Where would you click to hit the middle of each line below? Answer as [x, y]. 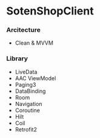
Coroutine [28, 110]
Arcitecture [23, 30]
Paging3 [25, 84]
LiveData [26, 72]
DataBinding [30, 91]
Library [17, 58]
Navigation [28, 104]
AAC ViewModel [35, 78]
